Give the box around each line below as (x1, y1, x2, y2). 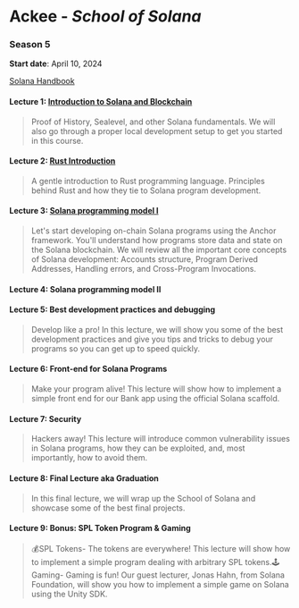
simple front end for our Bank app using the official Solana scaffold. (30, 393, 280, 404)
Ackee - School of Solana (9, 6, 203, 27)
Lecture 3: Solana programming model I (9, 206, 159, 216)
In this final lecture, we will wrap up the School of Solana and (30, 493, 256, 503)
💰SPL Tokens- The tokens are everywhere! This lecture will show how (30, 543, 291, 553)
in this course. (30, 135, 84, 146)
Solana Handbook (9, 76, 75, 87)
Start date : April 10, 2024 (9, 58, 103, 69)
